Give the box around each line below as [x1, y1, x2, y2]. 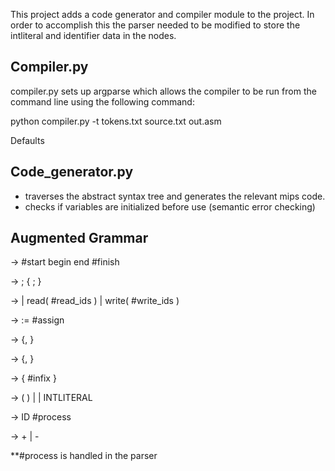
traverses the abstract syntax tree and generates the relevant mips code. [24, 190, 326, 202]
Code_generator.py [10, 164, 134, 181]
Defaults [10, 134, 45, 146]
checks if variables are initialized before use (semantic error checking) [24, 200, 316, 213]
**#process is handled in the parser [10, 450, 158, 462]
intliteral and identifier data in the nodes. [10, 30, 177, 41]
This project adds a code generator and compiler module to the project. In [10, 9, 315, 20]
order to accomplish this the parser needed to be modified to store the [10, 19, 301, 31]
